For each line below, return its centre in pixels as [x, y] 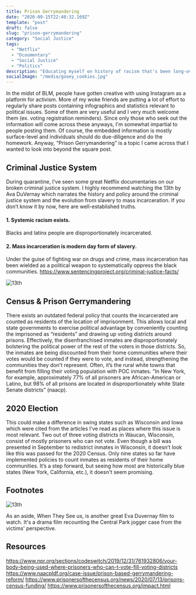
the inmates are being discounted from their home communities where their [97, 353]
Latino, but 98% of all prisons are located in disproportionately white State [95, 384]
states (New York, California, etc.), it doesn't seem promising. [80, 472]
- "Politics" [27, 66]
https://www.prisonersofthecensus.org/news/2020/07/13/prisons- [105, 579]
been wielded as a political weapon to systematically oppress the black [92, 265]
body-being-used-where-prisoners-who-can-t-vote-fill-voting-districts [92, 567]
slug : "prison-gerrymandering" [44, 33]
